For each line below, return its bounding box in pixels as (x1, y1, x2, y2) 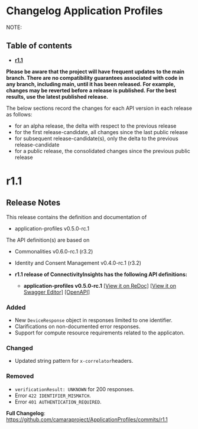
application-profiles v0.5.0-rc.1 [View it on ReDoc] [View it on (23, 282, 176, 289)
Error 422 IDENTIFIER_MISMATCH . (14, 392, 92, 399)
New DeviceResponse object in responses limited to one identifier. (14, 317, 173, 324)
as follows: (6, 110, 33, 118)
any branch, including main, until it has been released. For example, (6, 80, 176, 87)
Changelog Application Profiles (6, 4, 163, 18)
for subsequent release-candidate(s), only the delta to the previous (14, 135, 178, 142)
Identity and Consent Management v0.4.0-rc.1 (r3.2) (14, 259, 142, 266)
